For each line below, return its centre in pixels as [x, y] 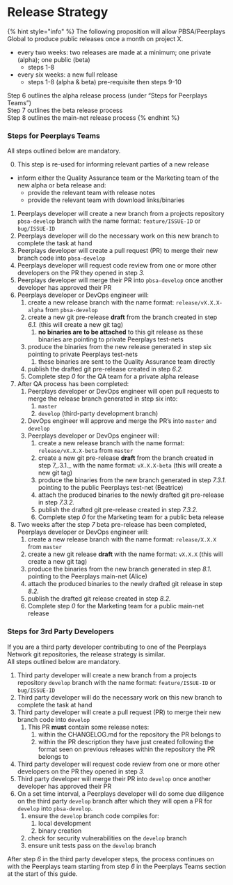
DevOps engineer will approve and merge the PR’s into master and [122, 421]
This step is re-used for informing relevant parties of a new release [113, 164]
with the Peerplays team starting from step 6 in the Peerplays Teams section [116, 866]
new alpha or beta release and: [62, 185]
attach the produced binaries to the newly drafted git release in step [125, 584]
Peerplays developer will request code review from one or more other [117, 265]
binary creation [60, 831]
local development [65, 823]
